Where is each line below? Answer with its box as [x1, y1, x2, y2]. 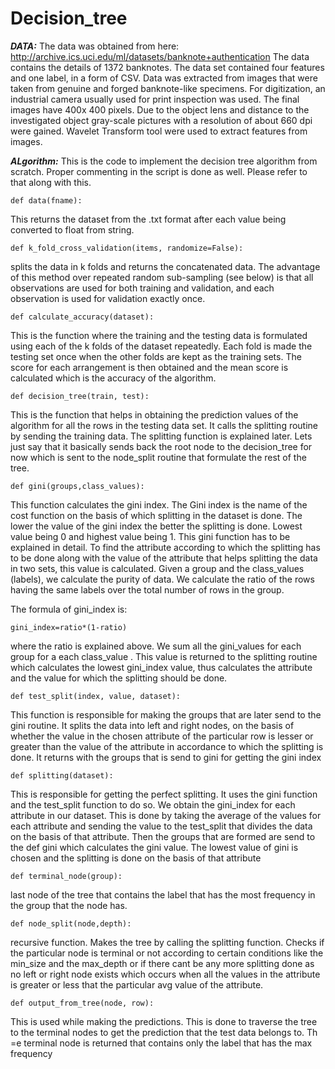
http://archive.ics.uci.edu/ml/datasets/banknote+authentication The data [10, 50, 310, 62]
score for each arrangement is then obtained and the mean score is [10, 361, 289, 373]
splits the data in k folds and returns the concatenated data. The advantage [10, 260, 321, 272]
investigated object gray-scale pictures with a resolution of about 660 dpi [10, 114, 313, 126]
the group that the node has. [10, 899, 128, 911]
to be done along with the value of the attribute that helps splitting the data [10, 552, 318, 564]
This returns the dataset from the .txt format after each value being [10, 213, 287, 225]
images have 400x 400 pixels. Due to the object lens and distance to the [10, 103, 310, 116]
